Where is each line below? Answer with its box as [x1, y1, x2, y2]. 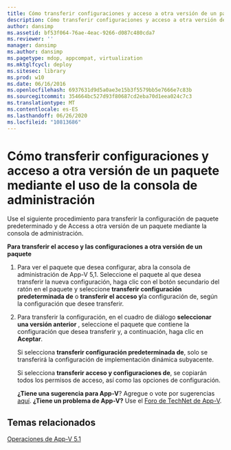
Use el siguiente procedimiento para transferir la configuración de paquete [7, 214, 219, 223]
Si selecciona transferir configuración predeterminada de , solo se [16, 348, 208, 357]
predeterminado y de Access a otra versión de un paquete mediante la [7, 222, 208, 230]
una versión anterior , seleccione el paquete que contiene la [16, 320, 190, 328]
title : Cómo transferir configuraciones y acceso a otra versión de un [7, 10, 217, 17]
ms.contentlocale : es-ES [7, 106, 78, 113]
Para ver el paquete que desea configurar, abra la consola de [16, 263, 191, 271]
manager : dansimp [7, 42, 57, 49]
